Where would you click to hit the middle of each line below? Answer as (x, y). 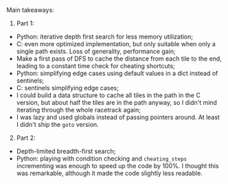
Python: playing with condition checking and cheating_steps (102, 159)
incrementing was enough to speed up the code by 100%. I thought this (117, 166)
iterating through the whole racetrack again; (79, 110)
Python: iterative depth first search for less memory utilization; (105, 37)
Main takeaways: (30, 10)
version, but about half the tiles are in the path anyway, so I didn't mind (117, 102)
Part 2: (26, 138)
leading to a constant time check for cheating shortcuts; (96, 66)
